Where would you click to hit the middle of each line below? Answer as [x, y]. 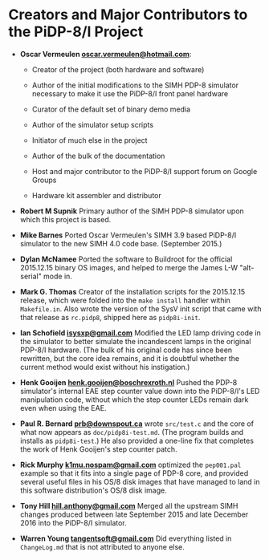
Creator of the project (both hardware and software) [118, 69]
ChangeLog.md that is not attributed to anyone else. [102, 546]
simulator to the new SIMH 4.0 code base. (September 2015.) [121, 243]
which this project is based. [65, 219]
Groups [44, 180]
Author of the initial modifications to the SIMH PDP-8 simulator [135, 85]
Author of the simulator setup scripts [93, 124]
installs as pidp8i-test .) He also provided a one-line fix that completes [137, 440]
